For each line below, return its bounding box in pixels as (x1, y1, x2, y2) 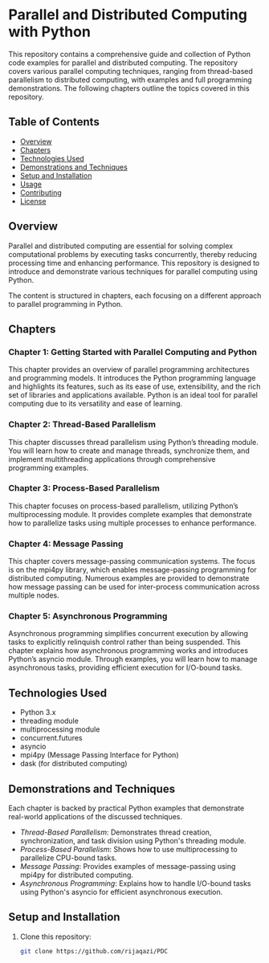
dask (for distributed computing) (19, 759, 128, 769)
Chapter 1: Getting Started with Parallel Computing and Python (8, 346, 257, 357)
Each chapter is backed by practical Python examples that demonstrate (8, 803, 245, 813)
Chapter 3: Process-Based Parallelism (8, 483, 161, 494)
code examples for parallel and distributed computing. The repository (8, 58, 238, 67)
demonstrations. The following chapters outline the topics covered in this (8, 83, 251, 93)
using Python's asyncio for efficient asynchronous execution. (19, 888, 223, 897)
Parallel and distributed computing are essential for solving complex (8, 241, 234, 251)
